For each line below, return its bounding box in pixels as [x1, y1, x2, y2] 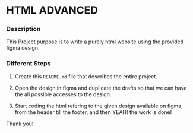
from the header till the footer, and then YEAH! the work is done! [14, 108, 172, 116]
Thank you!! [6, 120, 36, 127]
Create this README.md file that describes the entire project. [14, 72, 157, 80]
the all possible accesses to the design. [14, 90, 112, 98]
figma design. [6, 45, 40, 52]
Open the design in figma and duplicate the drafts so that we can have [14, 84, 187, 91]
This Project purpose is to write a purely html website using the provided [6, 38, 184, 45]
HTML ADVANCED [6, 4, 99, 17]
